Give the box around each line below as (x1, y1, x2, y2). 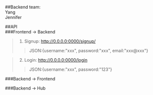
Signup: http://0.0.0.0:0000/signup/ (24, 38, 96, 44)
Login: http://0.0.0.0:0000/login (24, 57, 88, 63)
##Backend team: (5, 4, 40, 10)
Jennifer (5, 15, 22, 20)
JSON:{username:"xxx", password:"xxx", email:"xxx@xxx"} (29, 48, 149, 53)
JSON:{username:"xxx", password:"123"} (29, 66, 113, 72)
